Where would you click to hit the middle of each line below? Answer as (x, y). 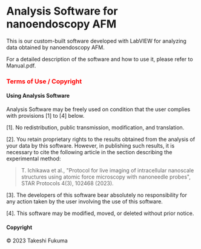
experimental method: (34, 159)
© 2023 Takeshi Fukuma (37, 240)
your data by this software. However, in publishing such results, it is (91, 146)
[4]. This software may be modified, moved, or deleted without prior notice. (100, 213)
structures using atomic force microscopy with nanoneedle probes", (106, 177)
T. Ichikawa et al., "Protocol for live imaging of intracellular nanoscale (107, 171)
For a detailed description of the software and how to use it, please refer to (100, 59)
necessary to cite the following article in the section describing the (89, 152)
